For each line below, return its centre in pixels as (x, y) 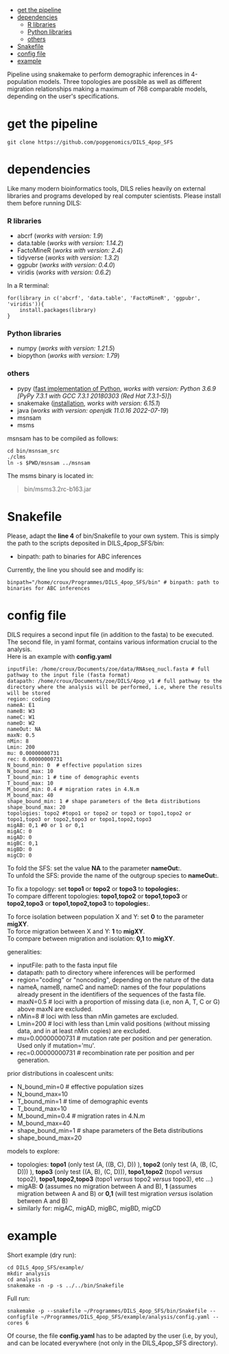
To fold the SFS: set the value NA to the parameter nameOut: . (95, 868)
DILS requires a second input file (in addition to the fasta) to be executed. (110, 634)
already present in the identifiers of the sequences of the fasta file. (111, 994)
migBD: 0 (20, 849)
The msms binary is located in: (50, 475)
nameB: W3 (21, 711)
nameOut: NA (24, 729)
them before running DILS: (45, 203)
